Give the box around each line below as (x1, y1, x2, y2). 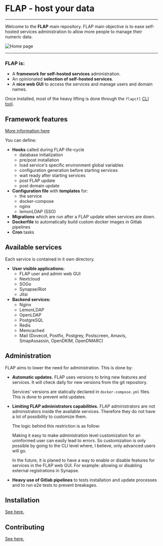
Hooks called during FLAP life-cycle (12, 147, 84, 153)
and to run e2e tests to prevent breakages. (12, 482, 98, 488)
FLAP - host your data (5, 3, 95, 14)
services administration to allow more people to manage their (20, 29, 142, 34)
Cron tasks (12, 229, 34, 235)
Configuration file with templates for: (12, 188, 88, 194)
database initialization (19, 152, 63, 158)
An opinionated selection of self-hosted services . (12, 76, 114, 82)
